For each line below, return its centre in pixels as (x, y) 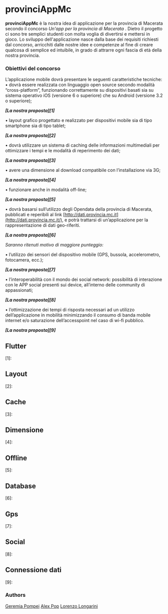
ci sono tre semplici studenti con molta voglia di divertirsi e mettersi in (77, 34)
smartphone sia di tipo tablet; (35, 126)
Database (21, 486)
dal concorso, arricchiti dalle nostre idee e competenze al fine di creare (79, 44)
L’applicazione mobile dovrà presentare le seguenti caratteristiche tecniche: (84, 80)
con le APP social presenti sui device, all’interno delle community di (75, 285)
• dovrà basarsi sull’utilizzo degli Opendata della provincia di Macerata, (79, 209)
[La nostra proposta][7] (30, 270)
